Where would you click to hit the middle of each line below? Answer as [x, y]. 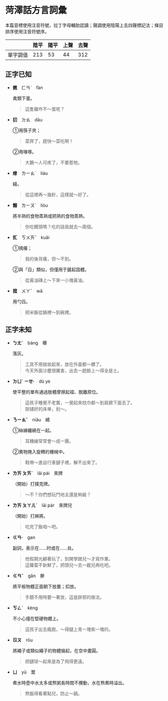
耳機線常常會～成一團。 [49, 441]
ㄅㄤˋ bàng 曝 [30, 342]
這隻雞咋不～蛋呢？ [45, 109]
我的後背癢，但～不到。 [49, 259]
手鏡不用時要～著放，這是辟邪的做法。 [64, 597]
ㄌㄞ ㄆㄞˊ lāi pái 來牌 [38, 473]
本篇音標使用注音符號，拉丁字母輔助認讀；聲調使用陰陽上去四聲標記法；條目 [84, 25]
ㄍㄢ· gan [24, 537]
